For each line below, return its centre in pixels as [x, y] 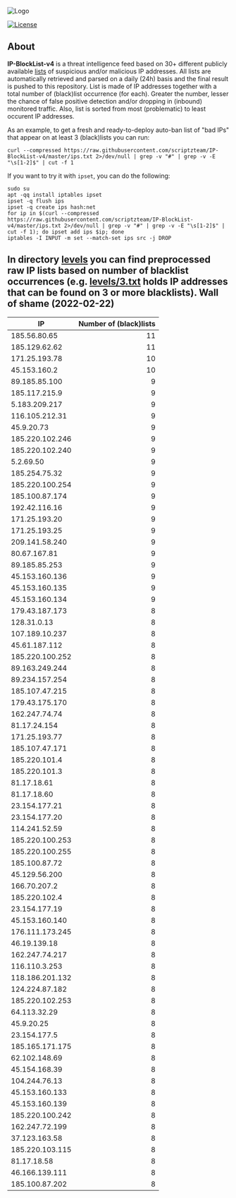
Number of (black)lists [117, 323]
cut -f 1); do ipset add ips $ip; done [66, 232]
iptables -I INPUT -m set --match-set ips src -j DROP [89, 238]
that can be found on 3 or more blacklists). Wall [113, 293]
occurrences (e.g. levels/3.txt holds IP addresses [118, 282]
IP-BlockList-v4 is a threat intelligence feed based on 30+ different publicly [117, 63]
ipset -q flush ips [36, 201]
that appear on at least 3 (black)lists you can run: [79, 137]
